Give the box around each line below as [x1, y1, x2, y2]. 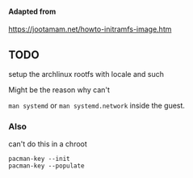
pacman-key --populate [8, 162, 85, 170]
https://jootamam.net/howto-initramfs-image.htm [8, 24, 172, 34]
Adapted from [8, 6, 57, 16]
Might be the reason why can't [8, 85, 111, 95]
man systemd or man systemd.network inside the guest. [8, 101, 186, 111]
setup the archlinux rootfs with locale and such [8, 70, 164, 79]
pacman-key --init [8, 155, 70, 163]
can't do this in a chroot [8, 139, 87, 149]
